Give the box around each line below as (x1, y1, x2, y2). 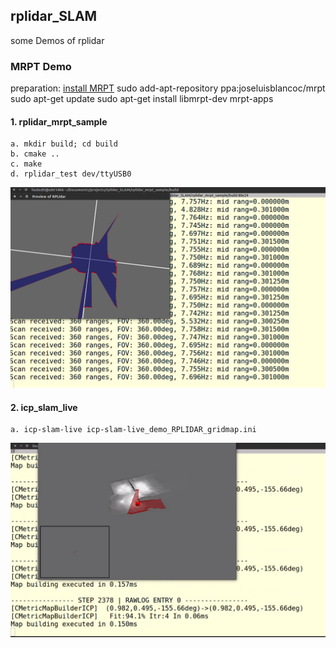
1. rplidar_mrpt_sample (10, 115, 108, 128)
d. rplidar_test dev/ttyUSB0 (10, 169, 132, 179)
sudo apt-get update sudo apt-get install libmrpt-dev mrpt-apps (10, 93, 274, 105)
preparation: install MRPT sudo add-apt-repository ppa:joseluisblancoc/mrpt (10, 82, 326, 94)
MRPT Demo (10, 59, 72, 73)
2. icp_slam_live (10, 401, 78, 413)
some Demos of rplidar (10, 34, 105, 46)
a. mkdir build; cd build (10, 139, 118, 149)
